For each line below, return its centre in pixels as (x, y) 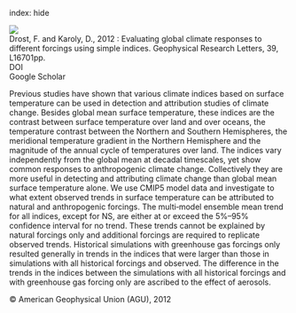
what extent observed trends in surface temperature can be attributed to (142, 197)
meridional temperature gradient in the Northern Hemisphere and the (135, 141)
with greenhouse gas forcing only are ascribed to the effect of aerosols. (140, 282)
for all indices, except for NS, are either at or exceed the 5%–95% (129, 216)
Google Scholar (38, 76)
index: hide (30, 13)
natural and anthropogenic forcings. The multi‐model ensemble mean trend (146, 207)
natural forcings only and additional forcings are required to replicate (134, 235)
